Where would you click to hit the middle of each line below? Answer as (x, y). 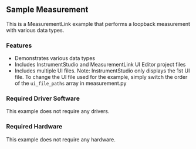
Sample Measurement (47, 10)
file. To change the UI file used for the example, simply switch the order (101, 77)
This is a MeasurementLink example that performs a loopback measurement (98, 24)
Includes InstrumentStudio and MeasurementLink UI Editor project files (100, 65)
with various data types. (35, 30)
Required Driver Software (43, 98)
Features (19, 45)
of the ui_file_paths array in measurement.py (70, 83)
